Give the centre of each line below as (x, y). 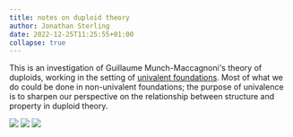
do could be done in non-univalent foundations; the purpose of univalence (146, 87)
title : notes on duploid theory (69, 17)
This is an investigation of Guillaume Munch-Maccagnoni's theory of (136, 68)
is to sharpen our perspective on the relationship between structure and (142, 97)
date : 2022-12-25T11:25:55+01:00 (72, 34)
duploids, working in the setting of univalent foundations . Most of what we (146, 78)
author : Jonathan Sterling (60, 26)
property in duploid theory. (59, 106)
